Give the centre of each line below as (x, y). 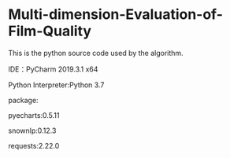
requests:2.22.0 (34, 145)
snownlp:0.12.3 (32, 130)
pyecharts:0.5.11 (34, 115)
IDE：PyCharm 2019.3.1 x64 (53, 69)
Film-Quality (50, 31)
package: (23, 100)
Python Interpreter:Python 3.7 (56, 85)
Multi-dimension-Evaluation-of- (115, 15)
